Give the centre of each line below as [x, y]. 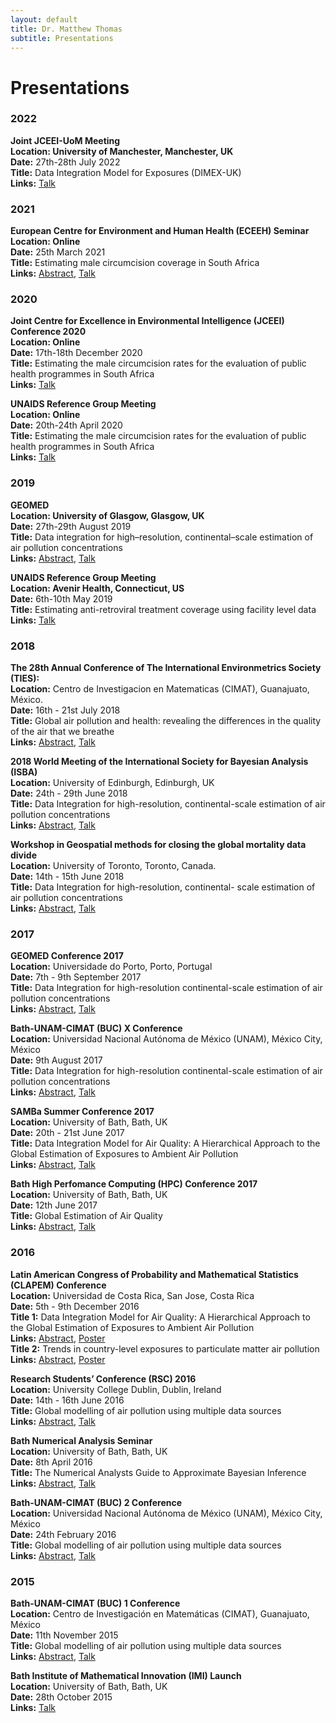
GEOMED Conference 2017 [67, 956]
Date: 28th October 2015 [61, 1697]
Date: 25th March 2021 [58, 252]
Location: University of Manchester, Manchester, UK [122, 151]
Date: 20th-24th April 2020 [66, 425]
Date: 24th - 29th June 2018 [69, 793]
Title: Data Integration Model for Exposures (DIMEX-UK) [126, 172]
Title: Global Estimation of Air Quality [86, 1216]
